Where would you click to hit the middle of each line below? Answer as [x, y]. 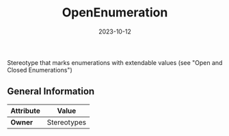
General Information [51, 91]
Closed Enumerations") [40, 70]
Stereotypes [67, 122]
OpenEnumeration [115, 13]
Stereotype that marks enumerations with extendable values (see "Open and [115, 62]
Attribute [26, 111]
